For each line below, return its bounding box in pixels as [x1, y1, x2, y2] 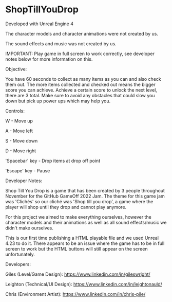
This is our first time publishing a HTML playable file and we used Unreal [5, 235, 159, 241]
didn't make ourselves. [5, 225, 54, 231]
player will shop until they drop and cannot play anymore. [5, 204, 127, 210]
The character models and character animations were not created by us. [5, 30, 158, 37]
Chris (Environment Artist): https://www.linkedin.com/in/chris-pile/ [5, 291, 146, 297]
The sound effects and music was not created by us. [5, 40, 117, 47]
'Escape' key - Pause [5, 167, 50, 173]
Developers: [5, 261, 31, 267]
